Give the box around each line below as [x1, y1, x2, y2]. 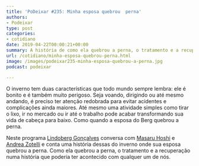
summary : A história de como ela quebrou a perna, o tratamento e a [6, 47, 179, 53]
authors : [6, 14, 28, 20]
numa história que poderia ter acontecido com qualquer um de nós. [6, 154, 171, 161]
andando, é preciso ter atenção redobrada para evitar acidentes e [6, 98, 167, 105]
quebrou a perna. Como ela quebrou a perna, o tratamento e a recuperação [6, 147, 191, 154]
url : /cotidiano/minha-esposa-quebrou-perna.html [6, 53, 131, 59]
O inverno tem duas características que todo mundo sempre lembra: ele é [6, 85, 187, 92]
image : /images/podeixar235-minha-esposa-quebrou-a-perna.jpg [6, 58, 163, 64]
